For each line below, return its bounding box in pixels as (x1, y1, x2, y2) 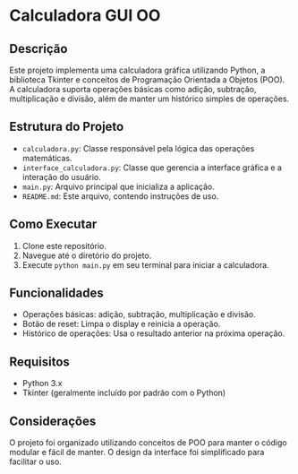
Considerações (9, 413, 97, 428)
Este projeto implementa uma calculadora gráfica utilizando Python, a (9, 65, 266, 75)
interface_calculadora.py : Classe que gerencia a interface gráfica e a (21, 162, 282, 173)
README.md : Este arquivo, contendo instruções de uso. (21, 190, 219, 202)
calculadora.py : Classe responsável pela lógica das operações (21, 142, 255, 153)
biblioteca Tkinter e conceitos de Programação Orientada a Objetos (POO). (9, 74, 285, 85)
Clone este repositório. (21, 240, 107, 251)
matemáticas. (21, 152, 73, 163)
